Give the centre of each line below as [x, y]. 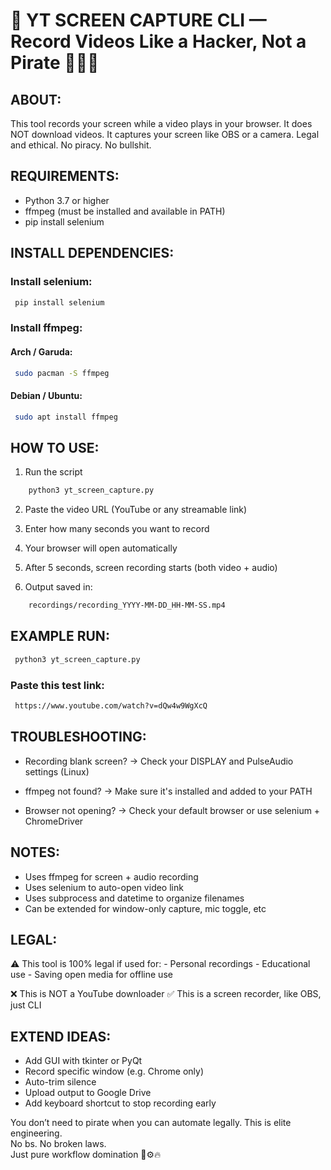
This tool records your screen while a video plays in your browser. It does [161, 123]
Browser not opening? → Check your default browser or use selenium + [172, 810]
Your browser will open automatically [101, 548]
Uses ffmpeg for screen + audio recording [111, 876]
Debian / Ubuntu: [46, 395]
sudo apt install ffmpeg [66, 417]
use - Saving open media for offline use [91, 975]
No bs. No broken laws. [58, 1144]
